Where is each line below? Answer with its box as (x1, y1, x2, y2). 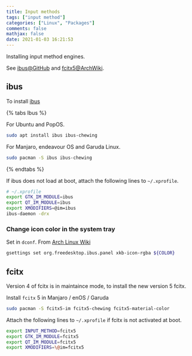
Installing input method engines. (6, 53, 86, 60)
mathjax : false (6, 31, 44, 37)
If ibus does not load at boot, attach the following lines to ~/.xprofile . (6, 177, 179, 184)
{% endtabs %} (6, 165, 44, 173)
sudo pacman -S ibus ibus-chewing (6, 155, 93, 161)
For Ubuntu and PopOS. (6, 121, 65, 128)
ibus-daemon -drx (6, 211, 50, 217)
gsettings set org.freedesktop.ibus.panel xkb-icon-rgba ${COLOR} (6, 250, 175, 256)
